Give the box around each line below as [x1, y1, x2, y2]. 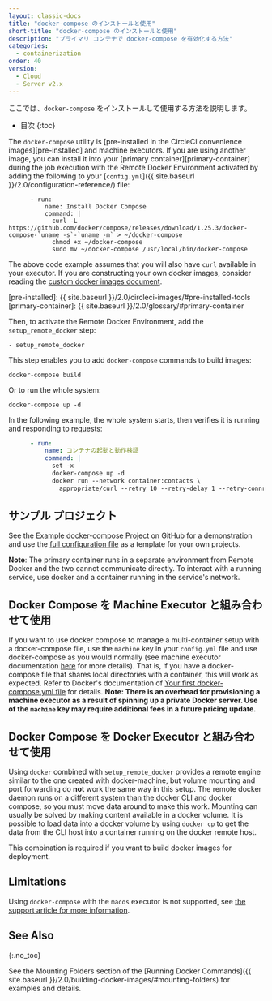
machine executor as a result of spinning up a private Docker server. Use [8, 695, 258, 706]
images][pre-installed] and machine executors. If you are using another [8, 145, 246, 155]
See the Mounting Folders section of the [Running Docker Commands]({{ [8, 966, 252, 976]
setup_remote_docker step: [8, 325, 96, 335]
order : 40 [8, 58, 42, 66]
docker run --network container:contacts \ [51, 476, 201, 485]
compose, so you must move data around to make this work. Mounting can [8, 801, 258, 811]
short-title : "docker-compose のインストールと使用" [8, 27, 178, 35]
